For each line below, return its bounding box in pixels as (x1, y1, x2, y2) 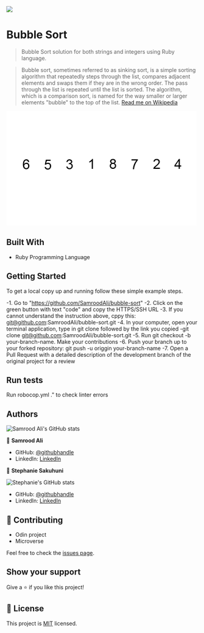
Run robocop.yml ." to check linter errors (6, 391, 108, 399)
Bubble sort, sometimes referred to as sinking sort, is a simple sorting (21, 66, 196, 73)
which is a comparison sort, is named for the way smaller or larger (21, 92, 188, 99)
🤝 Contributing (6, 515, 63, 525)
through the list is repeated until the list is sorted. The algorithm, (21, 85, 182, 93)
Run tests (6, 375, 43, 385)
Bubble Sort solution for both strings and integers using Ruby (21, 48, 175, 55)
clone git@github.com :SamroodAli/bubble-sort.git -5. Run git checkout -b (6, 331, 191, 338)
